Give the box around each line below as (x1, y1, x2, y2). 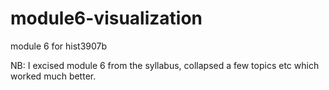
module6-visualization (10, 7, 203, 30)
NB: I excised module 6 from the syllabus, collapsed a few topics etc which (10, 59, 320, 71)
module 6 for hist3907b (10, 40, 108, 52)
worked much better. (10, 70, 97, 82)
